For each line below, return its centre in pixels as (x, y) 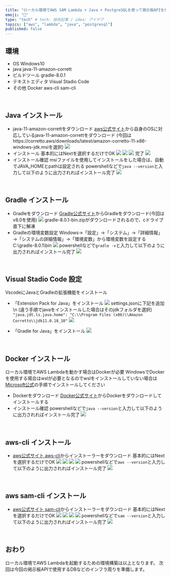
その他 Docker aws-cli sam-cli (44, 88)
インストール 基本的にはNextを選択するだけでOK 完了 (78, 153)
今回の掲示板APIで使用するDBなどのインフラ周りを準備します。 (81, 569)
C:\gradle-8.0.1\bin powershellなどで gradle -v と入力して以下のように (89, 245)
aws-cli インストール (38, 442)
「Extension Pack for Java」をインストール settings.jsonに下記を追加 (88, 303)
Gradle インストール (37, 200)
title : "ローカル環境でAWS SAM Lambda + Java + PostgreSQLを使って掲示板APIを (85, 10)
